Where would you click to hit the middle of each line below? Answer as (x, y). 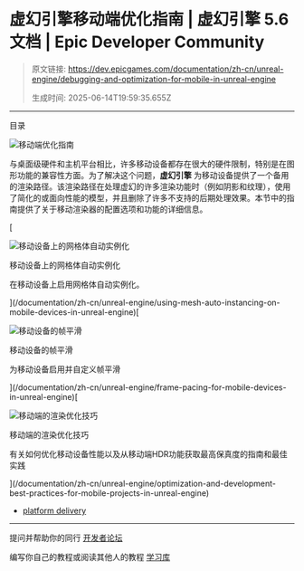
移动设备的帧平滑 (41, 349)
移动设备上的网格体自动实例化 (65, 265)
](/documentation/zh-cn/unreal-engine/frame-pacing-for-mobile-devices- (148, 387)
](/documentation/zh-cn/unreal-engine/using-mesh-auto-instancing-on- (145, 302)
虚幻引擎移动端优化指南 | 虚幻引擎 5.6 (149, 19)
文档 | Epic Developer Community (137, 42)
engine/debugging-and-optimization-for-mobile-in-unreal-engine (153, 79)
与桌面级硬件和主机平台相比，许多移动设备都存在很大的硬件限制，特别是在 (148, 164)
